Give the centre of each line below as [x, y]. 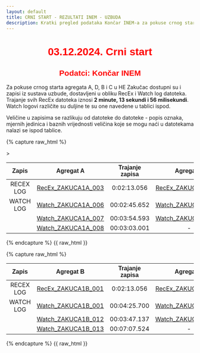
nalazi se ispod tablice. [34, 130]
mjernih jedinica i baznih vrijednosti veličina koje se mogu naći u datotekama [100, 124]
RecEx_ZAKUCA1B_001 [70, 289]
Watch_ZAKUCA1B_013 [70, 329]
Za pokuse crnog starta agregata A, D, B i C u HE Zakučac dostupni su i [94, 88]
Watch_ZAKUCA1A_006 [70, 205]
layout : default [26, 12]
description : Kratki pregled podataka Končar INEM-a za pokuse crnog [94, 23]
